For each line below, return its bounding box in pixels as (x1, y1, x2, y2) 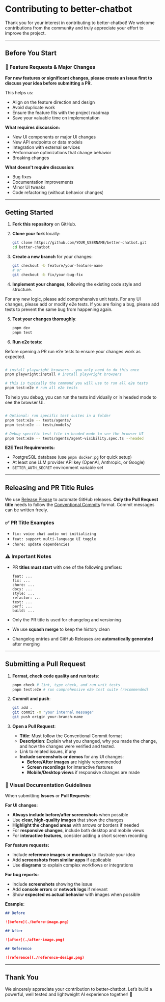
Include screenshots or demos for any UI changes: (19, 754, 124, 760)
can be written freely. (5, 507, 48, 513)
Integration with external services (12, 144, 80, 150)
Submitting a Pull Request (5, 660, 86, 668)
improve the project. (5, 30, 46, 36)
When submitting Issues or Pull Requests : (5, 793, 91, 799)
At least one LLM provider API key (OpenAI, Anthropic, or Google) (12, 459, 145, 465)
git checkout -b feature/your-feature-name (12, 263, 103, 268)
